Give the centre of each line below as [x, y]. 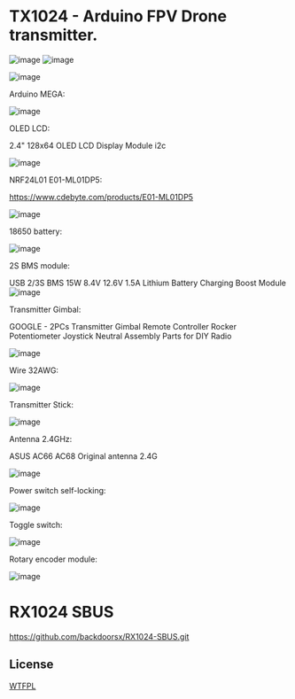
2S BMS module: [40, 265]
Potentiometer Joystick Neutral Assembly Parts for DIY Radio [120, 336]
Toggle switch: [36, 524]
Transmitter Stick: [41, 404]
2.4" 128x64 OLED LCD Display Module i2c [88, 145]
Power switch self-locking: [58, 490]
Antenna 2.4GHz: [41, 439]
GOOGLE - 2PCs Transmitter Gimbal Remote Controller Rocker [123, 326]
